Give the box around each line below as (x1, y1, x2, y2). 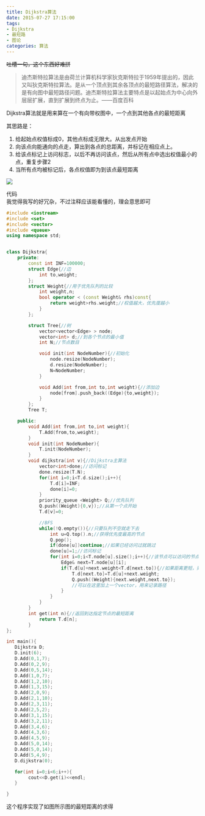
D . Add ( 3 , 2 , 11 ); (14, 718, 53, 724)
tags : (6, 20, 20, 26)
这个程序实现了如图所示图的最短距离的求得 (6, 803, 113, 811)
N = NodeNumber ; (49, 367, 86, 374)
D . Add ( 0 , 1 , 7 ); (14, 655, 51, 662)
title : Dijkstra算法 (6, 9, 57, 15)
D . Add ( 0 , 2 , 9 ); (14, 661, 51, 667)
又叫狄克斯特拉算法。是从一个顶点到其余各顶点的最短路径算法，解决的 (21, 81, 198, 88)
